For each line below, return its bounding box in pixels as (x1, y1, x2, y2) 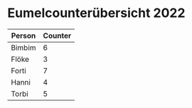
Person (11, 31, 36, 40)
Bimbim (11, 43, 37, 53)
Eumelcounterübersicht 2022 (7, 5, 186, 21)
